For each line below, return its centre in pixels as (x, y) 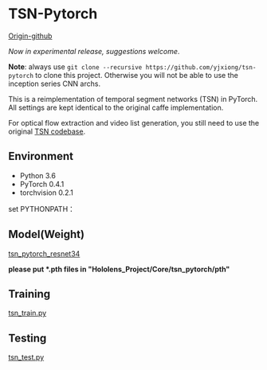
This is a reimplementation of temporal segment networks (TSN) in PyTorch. (133, 99)
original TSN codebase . (47, 131)
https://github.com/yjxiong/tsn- (201, 67)
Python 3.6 (37, 175)
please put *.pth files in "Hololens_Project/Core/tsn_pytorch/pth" (119, 269)
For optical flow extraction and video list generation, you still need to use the (134, 123)
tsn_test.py (26, 357)
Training (29, 294)
